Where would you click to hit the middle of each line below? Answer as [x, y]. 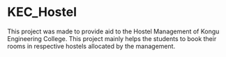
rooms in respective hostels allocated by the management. [91, 46]
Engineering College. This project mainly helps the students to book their [112, 38]
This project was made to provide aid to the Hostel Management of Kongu [113, 31]
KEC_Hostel [42, 12]
